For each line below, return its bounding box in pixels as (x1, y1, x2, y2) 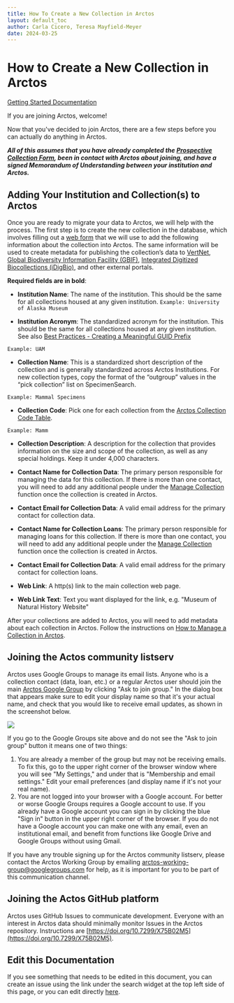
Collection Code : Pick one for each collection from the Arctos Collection (17, 406, 226, 414)
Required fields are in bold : (7, 277, 87, 284)
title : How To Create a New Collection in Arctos (7, 10, 155, 18)
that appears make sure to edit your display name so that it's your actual (7, 692, 215, 700)
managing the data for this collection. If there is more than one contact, (17, 476, 222, 483)
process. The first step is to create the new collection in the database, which (7, 226, 228, 234)
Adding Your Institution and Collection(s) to (7, 188, 200, 200)
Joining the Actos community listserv (7, 651, 175, 663)
